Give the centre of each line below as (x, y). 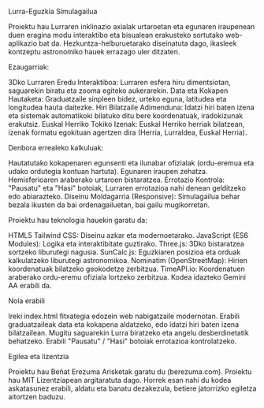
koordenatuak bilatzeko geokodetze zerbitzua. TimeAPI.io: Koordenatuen (127, 269)
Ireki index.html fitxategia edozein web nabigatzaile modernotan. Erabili (124, 316)
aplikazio (23, 43)
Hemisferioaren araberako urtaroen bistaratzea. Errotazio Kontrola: (117, 180)
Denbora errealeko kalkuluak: (56, 148)
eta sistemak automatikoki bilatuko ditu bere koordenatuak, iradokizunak (126, 116)
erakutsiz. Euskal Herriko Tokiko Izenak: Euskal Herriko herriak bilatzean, (126, 124)
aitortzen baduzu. (37, 397)
